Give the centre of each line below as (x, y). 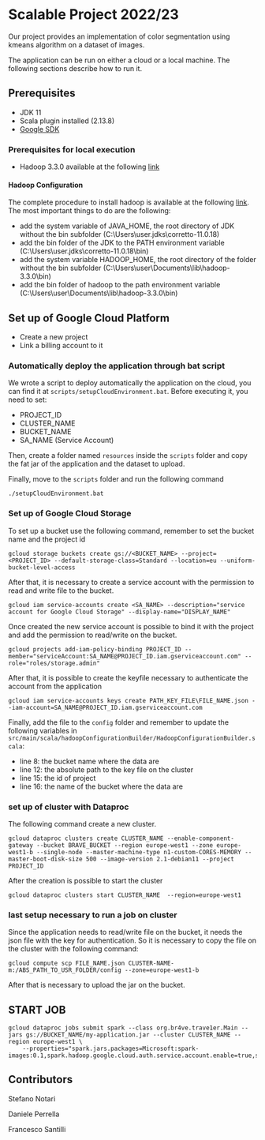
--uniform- (238, 561)
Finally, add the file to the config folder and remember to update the (119, 722)
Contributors (41, 1080)
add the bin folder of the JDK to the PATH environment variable (122, 243)
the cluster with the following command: (73, 949)
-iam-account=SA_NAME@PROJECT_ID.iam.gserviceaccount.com (105, 707)
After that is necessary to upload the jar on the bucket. (97, 985)
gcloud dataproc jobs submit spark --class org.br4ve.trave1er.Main (123, 1028)
